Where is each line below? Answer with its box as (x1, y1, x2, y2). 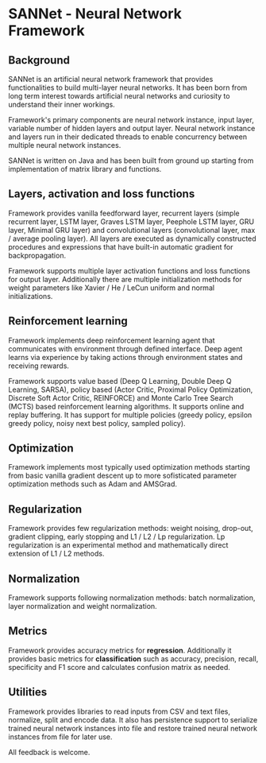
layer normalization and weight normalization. (8, 602, 157, 611)
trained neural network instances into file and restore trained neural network (8, 723, 258, 733)
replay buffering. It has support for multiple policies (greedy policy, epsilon (8, 410, 253, 420)
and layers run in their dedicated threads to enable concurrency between (8, 132, 248, 141)
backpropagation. (8, 250, 66, 260)
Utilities (8, 685, 48, 699)
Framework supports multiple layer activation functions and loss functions (8, 265, 251, 275)
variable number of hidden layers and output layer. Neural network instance (8, 124, 256, 133)
